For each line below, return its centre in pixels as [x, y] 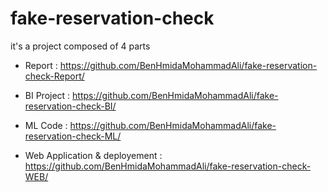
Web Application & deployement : [93, 155]
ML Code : [46, 125]
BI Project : [47, 95]
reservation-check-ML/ [73, 136]
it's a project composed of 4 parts [80, 46]
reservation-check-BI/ [70, 106]
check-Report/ [54, 76]
